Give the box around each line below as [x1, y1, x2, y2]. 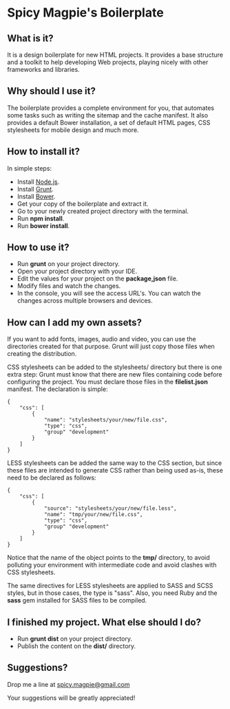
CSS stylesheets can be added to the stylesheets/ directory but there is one [7, 363, 222, 371]
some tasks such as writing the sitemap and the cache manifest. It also [7, 111, 209, 119]
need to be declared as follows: [7, 473, 96, 482]
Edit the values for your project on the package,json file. [17, 274, 178, 283]
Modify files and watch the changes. [17, 282, 121, 290]
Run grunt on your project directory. [17, 260, 121, 268]
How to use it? [7, 242, 70, 254]
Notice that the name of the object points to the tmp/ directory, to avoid [7, 554, 210, 562]
